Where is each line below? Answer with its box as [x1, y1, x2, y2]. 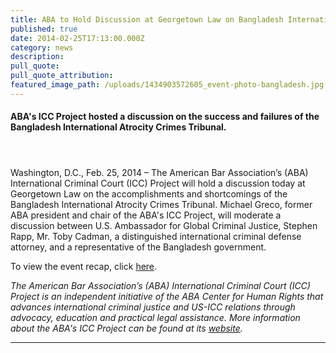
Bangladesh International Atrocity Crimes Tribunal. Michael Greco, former [10, 198, 313, 210]
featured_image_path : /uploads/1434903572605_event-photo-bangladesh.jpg [10, 80, 325, 90]
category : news [10, 42, 74, 53]
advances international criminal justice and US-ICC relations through [10, 301, 296, 313]
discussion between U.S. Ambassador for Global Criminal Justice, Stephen [10, 219, 318, 231]
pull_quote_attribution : [10, 71, 114, 81]
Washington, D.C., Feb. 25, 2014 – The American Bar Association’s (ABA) [10, 166, 309, 178]
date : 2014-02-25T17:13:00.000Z [10, 33, 145, 43]
